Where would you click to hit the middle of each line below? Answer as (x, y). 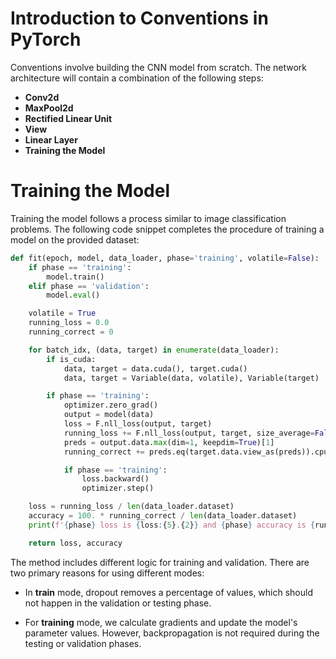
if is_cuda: (71, 359)
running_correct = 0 (71, 332)
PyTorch (46, 39)
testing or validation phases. (83, 643)
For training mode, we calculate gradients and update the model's (161, 622)
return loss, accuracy (75, 543)
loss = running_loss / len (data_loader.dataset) (131, 507)
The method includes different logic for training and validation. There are (160, 562)
